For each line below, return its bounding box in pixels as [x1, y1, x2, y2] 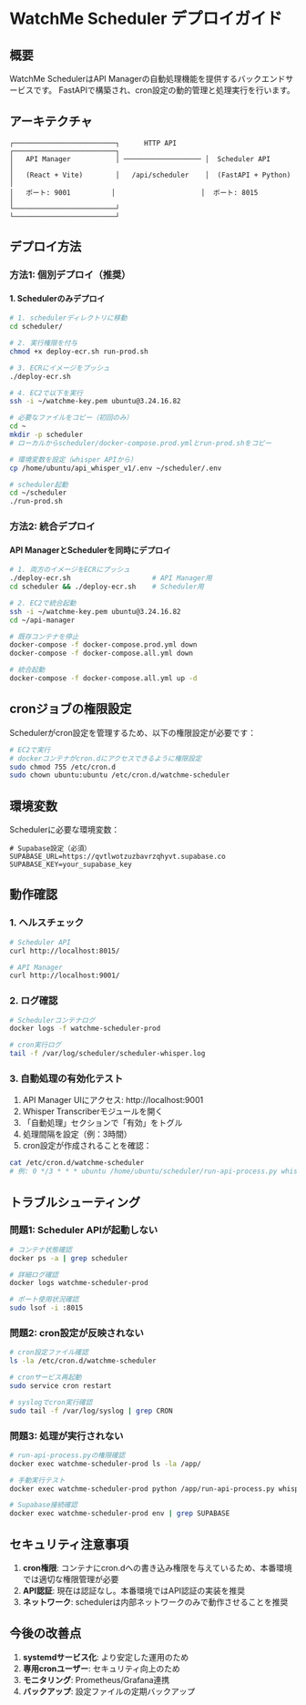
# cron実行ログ [9, 1040, 62, 1050]
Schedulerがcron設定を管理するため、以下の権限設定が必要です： [9, 727, 257, 738]
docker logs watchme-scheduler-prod [9, 1279, 148, 1288]
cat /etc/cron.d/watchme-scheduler [9, 1159, 145, 1168]
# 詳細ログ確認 [9, 1270, 59, 1280]
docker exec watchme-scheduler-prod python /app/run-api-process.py [9, 1484, 275, 1494]
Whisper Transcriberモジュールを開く [22, 1106, 164, 1117]
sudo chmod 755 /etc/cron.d [9, 762, 117, 771]
